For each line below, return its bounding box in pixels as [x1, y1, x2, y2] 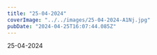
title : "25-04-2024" [7, 10, 67, 17]
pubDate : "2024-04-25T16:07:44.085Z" [7, 23, 117, 30]
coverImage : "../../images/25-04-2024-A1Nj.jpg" [7, 16, 151, 23]
